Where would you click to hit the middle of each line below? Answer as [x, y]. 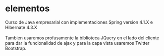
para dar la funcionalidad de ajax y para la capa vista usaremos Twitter [77, 43]
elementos [27, 9]
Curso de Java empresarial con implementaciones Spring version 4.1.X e [79, 22]
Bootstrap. [16, 48]
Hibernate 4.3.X [21, 27]
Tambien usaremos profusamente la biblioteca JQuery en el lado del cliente [82, 38]
